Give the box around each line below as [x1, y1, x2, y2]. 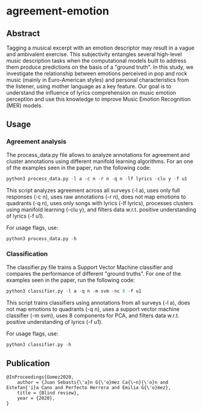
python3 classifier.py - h [6, 341, 71, 347]
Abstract [6, 28, 40, 39]
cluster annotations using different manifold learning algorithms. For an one [6, 157, 194, 165]
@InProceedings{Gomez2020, [6, 374, 74, 381]
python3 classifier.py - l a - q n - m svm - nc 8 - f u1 [6, 288, 142, 294]
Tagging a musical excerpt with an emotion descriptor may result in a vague [6, 44, 195, 51]
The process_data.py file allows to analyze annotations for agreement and [6, 151, 190, 158]
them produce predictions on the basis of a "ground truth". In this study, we [6, 63, 194, 71]
